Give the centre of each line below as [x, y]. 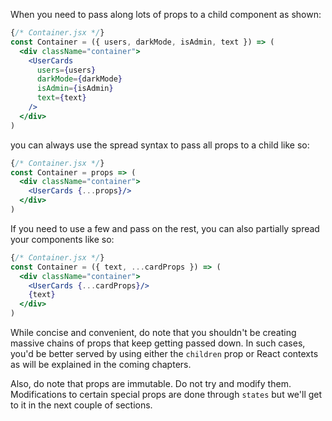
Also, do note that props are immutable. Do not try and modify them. [151, 383]
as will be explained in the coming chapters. [101, 364]
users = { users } [66, 70]
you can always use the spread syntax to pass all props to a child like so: [160, 145]
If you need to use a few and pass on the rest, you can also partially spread [165, 228]
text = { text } [61, 98]
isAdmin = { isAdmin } [75, 89]
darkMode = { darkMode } [79, 79]
